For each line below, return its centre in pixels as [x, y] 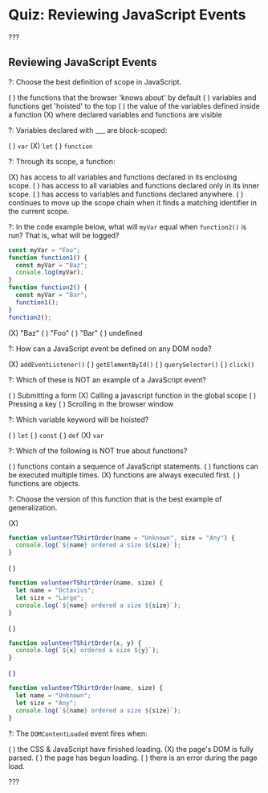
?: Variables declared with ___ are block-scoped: [88, 130]
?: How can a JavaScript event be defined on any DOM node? [110, 349]
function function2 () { [48, 287]
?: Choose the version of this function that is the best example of [115, 499]
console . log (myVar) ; [50, 273]
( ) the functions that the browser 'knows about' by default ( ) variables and [132, 97]
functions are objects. [45, 483]
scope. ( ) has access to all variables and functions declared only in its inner [134, 185]
